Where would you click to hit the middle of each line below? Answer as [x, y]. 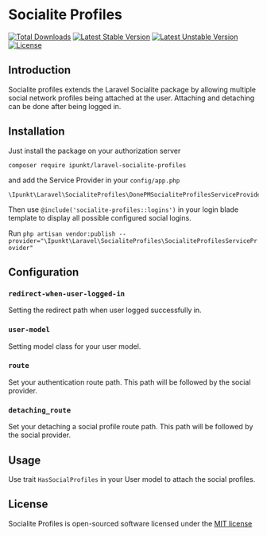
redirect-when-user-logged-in [67, 293]
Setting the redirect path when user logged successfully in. [105, 310]
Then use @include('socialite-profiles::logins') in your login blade [124, 209]
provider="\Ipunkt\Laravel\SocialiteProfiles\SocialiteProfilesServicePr [133, 241]
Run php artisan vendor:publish [62, 233]
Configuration [44, 272]
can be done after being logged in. [65, 106]
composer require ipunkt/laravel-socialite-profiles [97, 165]
